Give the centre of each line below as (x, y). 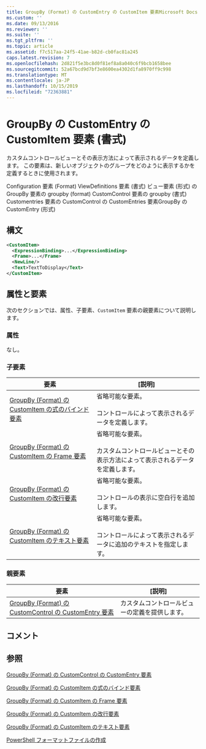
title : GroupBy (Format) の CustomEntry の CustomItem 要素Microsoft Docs (102, 12)
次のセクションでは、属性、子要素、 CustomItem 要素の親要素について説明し (101, 310)
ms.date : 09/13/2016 (33, 23)
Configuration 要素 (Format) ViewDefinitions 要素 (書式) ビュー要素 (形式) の (102, 186)
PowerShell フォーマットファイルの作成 (56, 740)
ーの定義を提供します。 (154, 612)
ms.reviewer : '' (27, 29)
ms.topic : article (30, 47)
